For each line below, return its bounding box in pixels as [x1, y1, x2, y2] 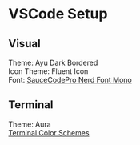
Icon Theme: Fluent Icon [8, 66, 89, 76]
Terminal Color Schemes [8, 127, 90, 137]
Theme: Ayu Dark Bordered [8, 58, 98, 67]
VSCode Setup [8, 5, 108, 23]
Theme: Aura [8, 119, 51, 129]
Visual [8, 37, 42, 50]
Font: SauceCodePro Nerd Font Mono [8, 75, 132, 84]
